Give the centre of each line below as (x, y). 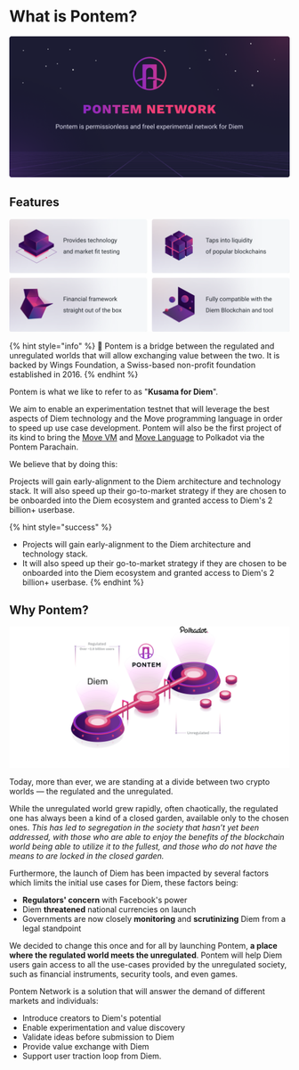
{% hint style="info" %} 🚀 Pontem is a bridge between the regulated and (142, 346)
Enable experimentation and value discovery (103, 1028)
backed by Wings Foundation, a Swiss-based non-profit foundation (133, 365)
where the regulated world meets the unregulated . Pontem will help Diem (146, 955)
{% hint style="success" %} (61, 527)
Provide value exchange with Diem (85, 1047)
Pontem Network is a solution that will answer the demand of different (137, 992)
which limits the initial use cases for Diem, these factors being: (124, 883)
